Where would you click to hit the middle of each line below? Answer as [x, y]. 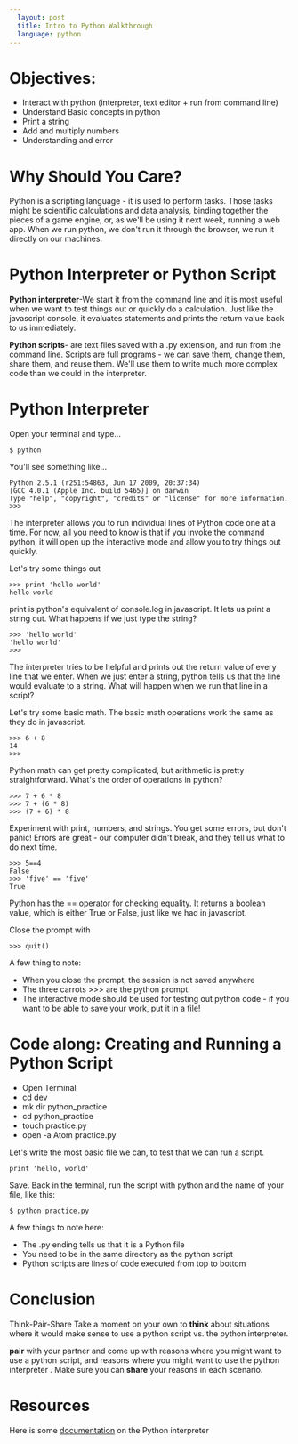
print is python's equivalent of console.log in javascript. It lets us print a [140, 609]
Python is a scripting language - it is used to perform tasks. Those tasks [141, 201]
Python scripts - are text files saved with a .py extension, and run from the [145, 345]
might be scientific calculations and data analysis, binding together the [139, 211]
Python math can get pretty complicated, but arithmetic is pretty [127, 770]
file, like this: [32, 1195]
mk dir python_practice [64, 1107]
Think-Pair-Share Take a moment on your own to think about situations [139, 1324]
